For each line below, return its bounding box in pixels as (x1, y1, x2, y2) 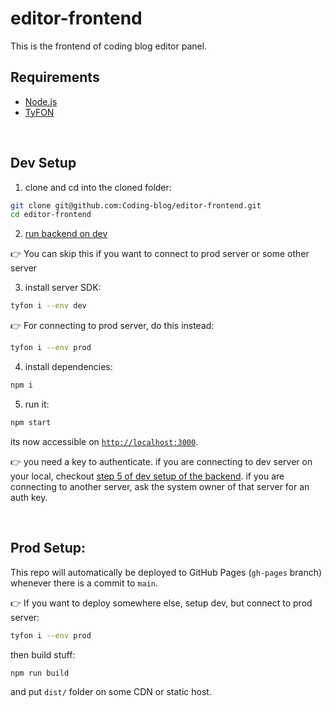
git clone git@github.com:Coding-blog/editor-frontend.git (10, 200, 262, 211)
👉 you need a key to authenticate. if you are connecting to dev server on (10, 455, 313, 467)
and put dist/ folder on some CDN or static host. (10, 686, 212, 698)
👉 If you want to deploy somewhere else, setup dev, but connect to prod (10, 597, 313, 609)
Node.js (24, 95, 58, 107)
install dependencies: (24, 361, 113, 373)
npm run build (10, 668, 70, 678)
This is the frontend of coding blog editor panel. (10, 40, 208, 52)
